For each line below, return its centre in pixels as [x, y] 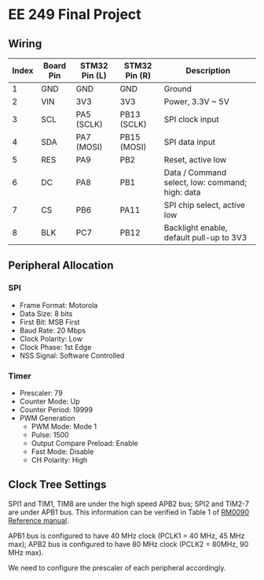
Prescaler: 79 [41, 392]
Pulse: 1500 [50, 434]
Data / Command [195, 173]
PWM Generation [47, 418]
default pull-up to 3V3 [205, 238]
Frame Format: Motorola [59, 305]
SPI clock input [192, 119]
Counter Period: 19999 [56, 409]
